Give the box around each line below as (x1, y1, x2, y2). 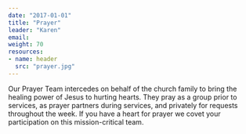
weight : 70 (8, 41, 44, 49)
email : (8, 33, 30, 42)
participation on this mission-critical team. (8, 117, 144, 126)
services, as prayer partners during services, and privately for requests (8, 100, 238, 110)
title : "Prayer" (8, 19, 61, 27)
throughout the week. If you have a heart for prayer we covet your (8, 109, 221, 118)
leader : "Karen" (8, 26, 61, 34)
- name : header (8, 56, 58, 63)
